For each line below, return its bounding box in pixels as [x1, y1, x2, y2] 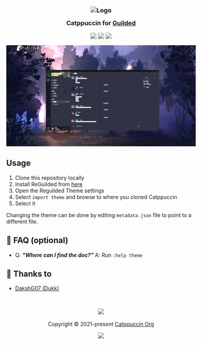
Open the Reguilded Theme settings [14, 187, 105, 194]
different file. [6, 218, 38, 225]
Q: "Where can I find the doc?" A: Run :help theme [14, 251, 142, 259]
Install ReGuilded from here [14, 180, 83, 188]
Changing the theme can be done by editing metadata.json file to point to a [6, 211, 192, 218]
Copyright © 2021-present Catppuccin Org [47, 320, 155, 328]
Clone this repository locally [14, 174, 85, 181]
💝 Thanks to [6, 269, 52, 279]
